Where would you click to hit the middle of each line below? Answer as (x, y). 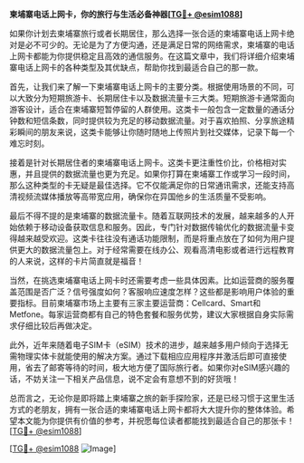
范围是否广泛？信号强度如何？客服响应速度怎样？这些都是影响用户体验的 (152, 292)
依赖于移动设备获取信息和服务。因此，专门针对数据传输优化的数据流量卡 (152, 227)
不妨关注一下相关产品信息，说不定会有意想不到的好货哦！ (132, 379)
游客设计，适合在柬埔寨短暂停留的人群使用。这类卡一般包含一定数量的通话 (148, 109)
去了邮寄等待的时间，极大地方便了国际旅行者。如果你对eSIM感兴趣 (157, 367)
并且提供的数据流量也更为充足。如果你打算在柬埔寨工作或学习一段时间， (160, 174)
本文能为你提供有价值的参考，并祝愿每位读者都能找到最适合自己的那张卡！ (156, 421)
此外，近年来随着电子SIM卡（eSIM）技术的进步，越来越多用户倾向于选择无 (149, 345)
